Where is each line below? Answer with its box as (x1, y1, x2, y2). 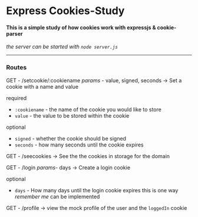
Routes (6, 64, 27, 72)
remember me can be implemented (14, 193, 100, 200)
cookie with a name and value (6, 83, 79, 90)
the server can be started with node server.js (6, 43, 118, 51)
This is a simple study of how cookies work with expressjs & (6, 24, 156, 31)
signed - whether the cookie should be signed (14, 135, 127, 142)
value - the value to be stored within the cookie (14, 112, 130, 119)
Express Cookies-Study (6, 4, 125, 18)
